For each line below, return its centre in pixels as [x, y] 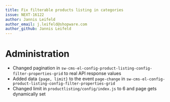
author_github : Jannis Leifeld [38, 29]
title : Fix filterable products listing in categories [64, 10]
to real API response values [93, 74]
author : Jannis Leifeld [30, 19]
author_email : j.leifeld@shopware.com [46, 24]
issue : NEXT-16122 [25, 15]
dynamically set [29, 94]
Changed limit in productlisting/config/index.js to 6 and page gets [84, 89]
